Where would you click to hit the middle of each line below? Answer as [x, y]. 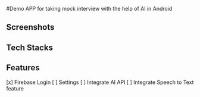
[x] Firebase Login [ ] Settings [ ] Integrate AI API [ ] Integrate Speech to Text [100, 82]
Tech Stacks [30, 47]
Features [23, 68]
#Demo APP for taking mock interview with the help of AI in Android [89, 9]
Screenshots [30, 27]
